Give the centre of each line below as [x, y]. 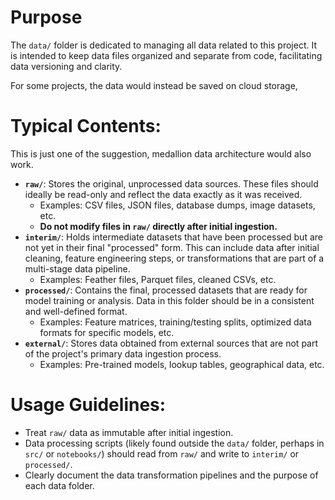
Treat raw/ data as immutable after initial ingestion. [129, 432]
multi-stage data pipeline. [77, 268]
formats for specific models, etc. [107, 332]
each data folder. [59, 485]
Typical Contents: [86, 126]
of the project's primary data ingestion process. [123, 353]
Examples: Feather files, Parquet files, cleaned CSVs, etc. [158, 279]
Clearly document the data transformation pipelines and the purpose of [171, 475]
